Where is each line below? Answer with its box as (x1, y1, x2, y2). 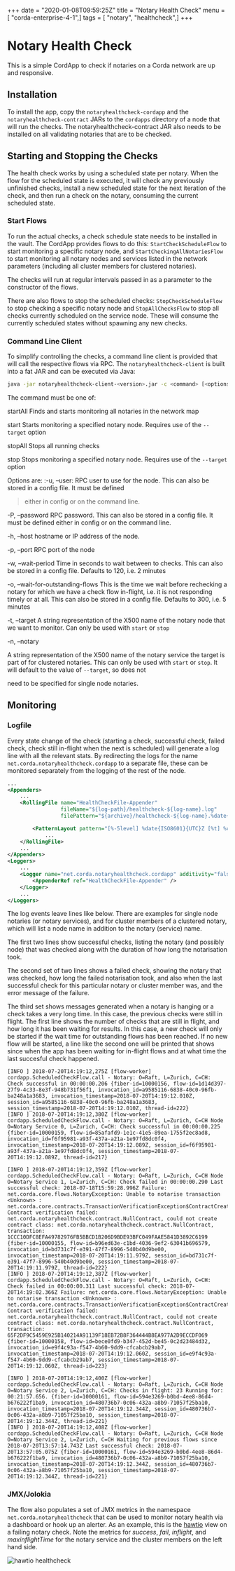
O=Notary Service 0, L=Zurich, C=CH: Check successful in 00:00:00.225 (7, 1124, 220, 1131)
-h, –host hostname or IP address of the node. (7, 532, 140, 541)
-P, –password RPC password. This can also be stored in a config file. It (7, 511, 213, 520)
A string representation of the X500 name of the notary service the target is (7, 651, 225, 659)
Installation (7, 89, 57, 101)
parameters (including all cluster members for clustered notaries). (7, 262, 197, 270)
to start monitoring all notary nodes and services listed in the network (7, 254, 208, 262)
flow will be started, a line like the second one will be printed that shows (7, 1039, 215, 1048)
